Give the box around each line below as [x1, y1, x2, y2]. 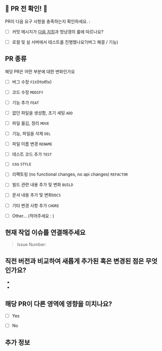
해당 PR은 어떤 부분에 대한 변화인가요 [5, 69, 75, 74]
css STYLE [12, 161, 31, 167]
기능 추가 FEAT [12, 99, 39, 105]
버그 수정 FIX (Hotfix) [12, 79, 52, 85]
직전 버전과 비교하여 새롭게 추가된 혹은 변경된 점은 [5, 257, 144, 265]
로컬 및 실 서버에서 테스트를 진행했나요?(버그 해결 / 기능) [12, 39, 118, 45]
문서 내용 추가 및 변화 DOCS [12, 192, 61, 198]
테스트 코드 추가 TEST [12, 151, 52, 157]
